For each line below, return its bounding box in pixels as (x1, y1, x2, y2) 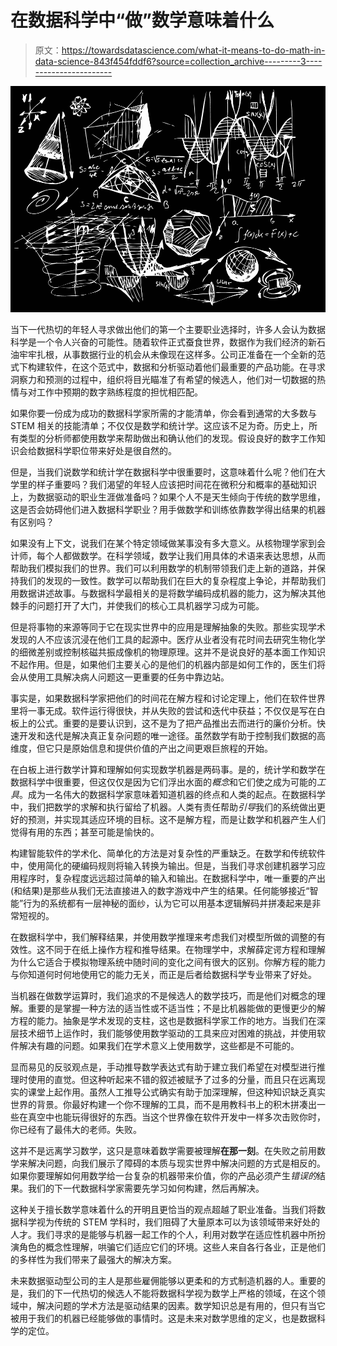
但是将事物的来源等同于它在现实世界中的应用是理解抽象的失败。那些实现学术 (10, 621, 326, 633)
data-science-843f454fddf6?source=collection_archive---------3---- (34, 55, 323, 67)
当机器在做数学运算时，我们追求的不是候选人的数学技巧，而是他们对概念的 (10, 989, 317, 1001)
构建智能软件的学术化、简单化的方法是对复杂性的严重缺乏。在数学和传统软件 (10, 847, 326, 859)
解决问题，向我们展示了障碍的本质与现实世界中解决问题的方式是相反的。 (27, 1157, 326, 1169)
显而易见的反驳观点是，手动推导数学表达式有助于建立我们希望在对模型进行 (10, 1061, 317, 1073)
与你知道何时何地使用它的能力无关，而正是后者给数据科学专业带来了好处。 (10, 968, 317, 980)
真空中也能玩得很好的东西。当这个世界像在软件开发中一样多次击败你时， (27, 1111, 326, 1123)
